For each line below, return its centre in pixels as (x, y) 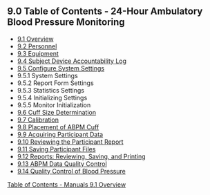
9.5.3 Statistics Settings (51, 90)
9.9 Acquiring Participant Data (60, 134)
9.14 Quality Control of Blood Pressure (71, 171)
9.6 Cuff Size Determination (57, 112)
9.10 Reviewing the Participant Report (70, 142)
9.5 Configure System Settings (61, 68)
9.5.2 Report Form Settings (56, 83)
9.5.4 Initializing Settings (52, 98)
